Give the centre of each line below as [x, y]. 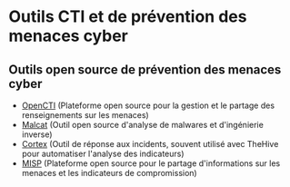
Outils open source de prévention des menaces [145, 69]
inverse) [37, 134]
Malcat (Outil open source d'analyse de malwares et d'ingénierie [143, 125]
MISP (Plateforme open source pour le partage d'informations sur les [151, 163]
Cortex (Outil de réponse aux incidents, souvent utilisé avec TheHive [150, 144]
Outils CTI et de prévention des [128, 17]
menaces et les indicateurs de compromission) [109, 173]
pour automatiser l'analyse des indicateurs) [103, 153]
